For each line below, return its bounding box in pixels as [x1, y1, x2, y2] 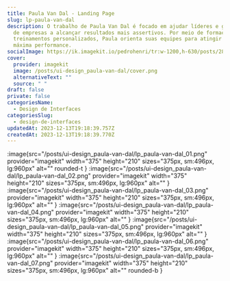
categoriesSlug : [7, 112, 53, 119]
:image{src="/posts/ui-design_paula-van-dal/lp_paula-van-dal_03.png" [7, 186, 209, 195]
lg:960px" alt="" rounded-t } [7, 164, 88, 173]
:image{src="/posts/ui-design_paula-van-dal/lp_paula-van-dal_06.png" [7, 237, 209, 245]
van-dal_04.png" [7, 208, 55, 217]
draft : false [7, 86, 44, 93]
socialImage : [7, 49, 44, 56]
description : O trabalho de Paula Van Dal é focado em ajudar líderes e [7, 23, 219, 29]
